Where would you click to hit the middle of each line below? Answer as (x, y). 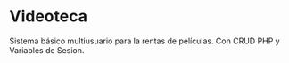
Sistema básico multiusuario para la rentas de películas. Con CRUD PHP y (144, 41)
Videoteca (48, 16)
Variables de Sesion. (47, 50)
